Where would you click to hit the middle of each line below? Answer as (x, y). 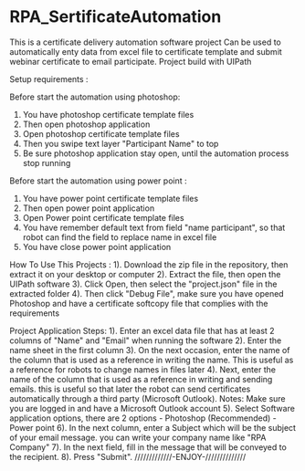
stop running (47, 162)
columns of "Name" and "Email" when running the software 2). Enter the (146, 340)
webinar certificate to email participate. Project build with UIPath (131, 61)
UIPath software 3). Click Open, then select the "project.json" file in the (143, 284)
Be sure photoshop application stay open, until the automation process (156, 153)
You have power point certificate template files (110, 198)
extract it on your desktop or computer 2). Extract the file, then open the (145, 274)
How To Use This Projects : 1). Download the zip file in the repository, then (149, 264)
